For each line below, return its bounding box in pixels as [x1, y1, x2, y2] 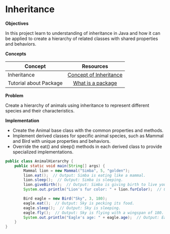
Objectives [5, 20, 29, 26]
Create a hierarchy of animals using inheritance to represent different [5, 102, 149, 108]
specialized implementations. [12, 148, 74, 155]
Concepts [5, 51, 26, 57]
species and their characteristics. [5, 107, 75, 113]
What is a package [73, 80, 117, 87]
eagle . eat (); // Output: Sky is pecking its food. [23, 201, 135, 206]
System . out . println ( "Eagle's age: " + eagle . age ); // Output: [23, 215, 159, 220]
